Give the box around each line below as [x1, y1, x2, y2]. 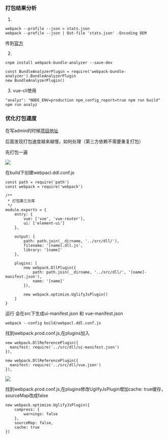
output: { [14, 234, 36, 239]
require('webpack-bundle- [71, 69, 126, 74]
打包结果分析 [5, 4, 37, 11]
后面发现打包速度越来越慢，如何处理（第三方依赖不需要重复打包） [5, 138, 144, 144]
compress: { [14, 407, 40, 412]
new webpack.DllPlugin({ [23, 265, 76, 270]
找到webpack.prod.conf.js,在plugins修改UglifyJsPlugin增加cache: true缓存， [5, 386, 166, 392]
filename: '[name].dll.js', [23, 243, 83, 248]
